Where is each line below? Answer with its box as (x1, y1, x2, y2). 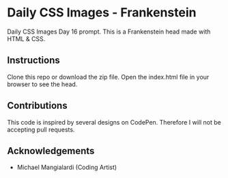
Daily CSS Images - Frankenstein (7, 5, 197, 21)
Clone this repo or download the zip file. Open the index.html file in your (7, 73, 210, 81)
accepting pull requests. (7, 125, 75, 133)
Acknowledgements (7, 145, 95, 157)
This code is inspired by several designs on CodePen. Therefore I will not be (7, 118, 222, 126)
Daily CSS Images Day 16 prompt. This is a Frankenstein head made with (7, 27, 211, 36)
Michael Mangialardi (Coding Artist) (16, 163, 117, 172)
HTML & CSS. (7, 34, 46, 42)
